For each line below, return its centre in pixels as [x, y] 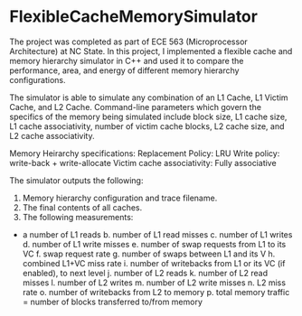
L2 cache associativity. [52, 135]
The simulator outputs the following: [76, 180]
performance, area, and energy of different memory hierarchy [124, 70]
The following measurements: [78, 217]
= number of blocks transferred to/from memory [113, 302]
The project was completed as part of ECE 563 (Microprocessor [129, 42]
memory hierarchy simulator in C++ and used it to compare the [127, 60]
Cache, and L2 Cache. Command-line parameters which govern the [136, 107]
